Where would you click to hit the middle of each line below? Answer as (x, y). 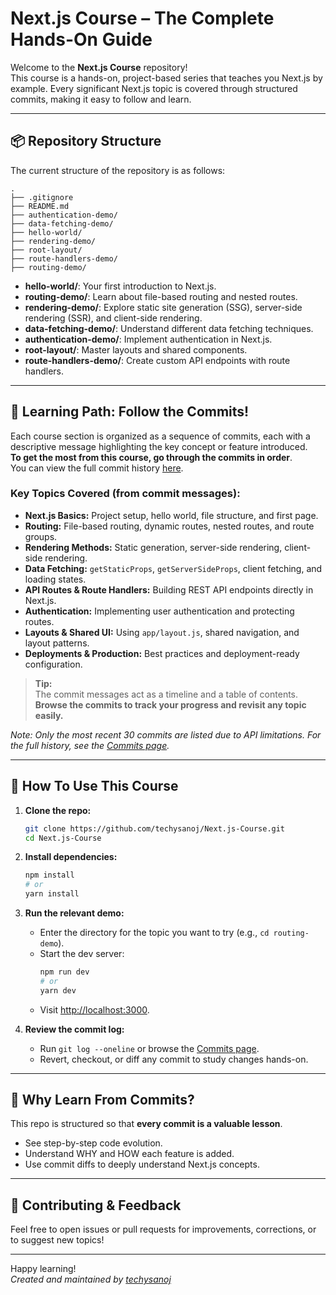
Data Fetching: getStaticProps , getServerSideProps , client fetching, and (173, 568)
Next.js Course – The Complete (142, 18)
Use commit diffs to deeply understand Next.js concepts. (142, 1164)
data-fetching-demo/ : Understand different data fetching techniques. (169, 328)
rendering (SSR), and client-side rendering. (113, 318)
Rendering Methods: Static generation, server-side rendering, (153, 547)
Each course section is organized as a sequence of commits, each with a (160, 436)
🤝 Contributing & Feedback (96, 1205)
